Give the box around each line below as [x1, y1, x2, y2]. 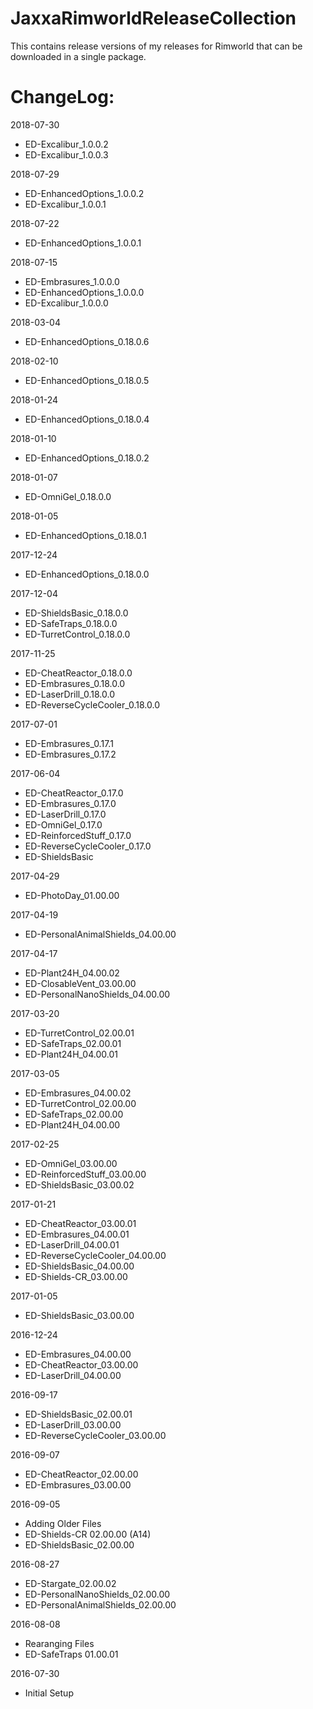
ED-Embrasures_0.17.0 [24, 797, 117, 809]
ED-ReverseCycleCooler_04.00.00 [24, 1249, 167, 1261]
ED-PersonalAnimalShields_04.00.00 [24, 928, 177, 940]
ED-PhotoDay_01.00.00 [24, 889, 120, 901]
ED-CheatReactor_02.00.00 [24, 1468, 139, 1480]
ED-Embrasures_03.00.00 [24, 1478, 132, 1491]
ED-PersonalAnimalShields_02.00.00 [24, 1598, 177, 1611]
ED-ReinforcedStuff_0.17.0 [24, 829, 132, 841]
